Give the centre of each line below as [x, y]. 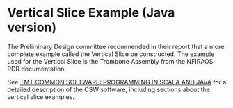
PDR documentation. [37, 69]
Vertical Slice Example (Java [91, 13]
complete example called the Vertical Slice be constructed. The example [111, 54]
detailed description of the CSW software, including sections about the [109, 89]
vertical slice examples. [41, 97]
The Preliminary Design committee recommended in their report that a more [116, 46]
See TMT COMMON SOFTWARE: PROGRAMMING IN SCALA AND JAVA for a [117, 82]
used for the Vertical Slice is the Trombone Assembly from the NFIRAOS [110, 61]
